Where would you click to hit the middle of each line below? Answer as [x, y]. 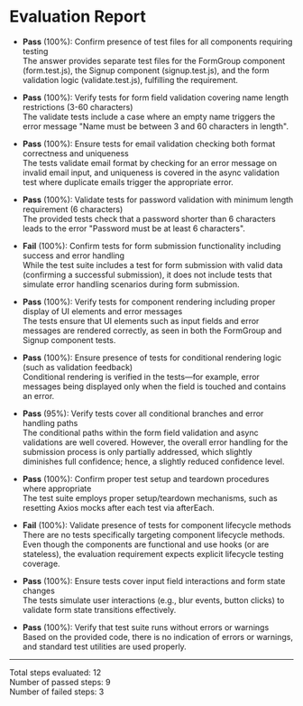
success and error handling [73, 255]
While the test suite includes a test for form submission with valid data [152, 265]
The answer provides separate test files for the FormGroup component [154, 60]
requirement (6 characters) [73, 209]
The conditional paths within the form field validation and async [140, 432]
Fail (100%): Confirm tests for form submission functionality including [151, 246]
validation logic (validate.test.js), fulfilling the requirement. [130, 79]
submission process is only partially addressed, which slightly [137, 451]
